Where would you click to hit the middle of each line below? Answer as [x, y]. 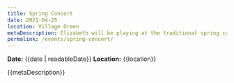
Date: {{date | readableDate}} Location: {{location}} [82, 59]
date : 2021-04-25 [32, 20]
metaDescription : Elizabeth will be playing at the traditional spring [113, 33]
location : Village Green [43, 26]
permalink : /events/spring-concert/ [60, 39]
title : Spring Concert [40, 13]
